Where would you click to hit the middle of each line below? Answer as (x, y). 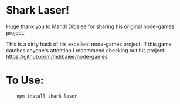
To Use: (25, 80)
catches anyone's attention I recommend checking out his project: (86, 50)
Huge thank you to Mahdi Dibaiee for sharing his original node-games (90, 26)
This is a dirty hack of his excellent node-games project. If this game (89, 44)
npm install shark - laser (47, 96)
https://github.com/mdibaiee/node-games (57, 56)
